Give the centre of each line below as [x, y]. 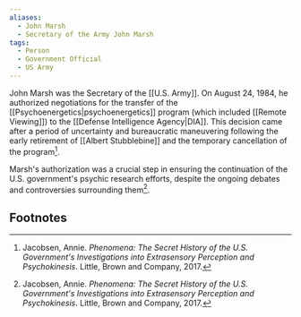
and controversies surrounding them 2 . [80, 189]
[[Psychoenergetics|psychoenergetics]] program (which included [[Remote [148, 112]
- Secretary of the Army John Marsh [86, 34]
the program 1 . [34, 150]
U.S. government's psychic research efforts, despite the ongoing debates [145, 178]
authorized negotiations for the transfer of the [94, 102]
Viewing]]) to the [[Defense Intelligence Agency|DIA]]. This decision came [146, 121]
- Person [34, 51]
